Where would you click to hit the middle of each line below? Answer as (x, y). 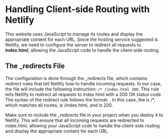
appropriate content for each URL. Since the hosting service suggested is (81, 39)
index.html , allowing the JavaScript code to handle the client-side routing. (82, 50)
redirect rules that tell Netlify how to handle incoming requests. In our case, (83, 83)
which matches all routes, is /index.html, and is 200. (59, 105)
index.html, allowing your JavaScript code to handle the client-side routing (82, 125)
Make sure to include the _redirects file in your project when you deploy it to (84, 115)
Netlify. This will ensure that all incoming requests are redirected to (75, 120)
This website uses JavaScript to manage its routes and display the (74, 34)
